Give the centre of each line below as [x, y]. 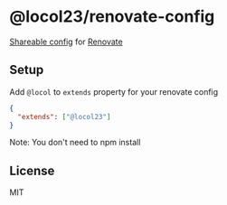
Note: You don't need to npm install [75, 143]
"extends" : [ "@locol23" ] [64, 116]
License [32, 170]
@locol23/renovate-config [112, 17]
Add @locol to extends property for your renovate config [114, 91]
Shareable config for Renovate [66, 42]
